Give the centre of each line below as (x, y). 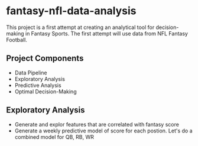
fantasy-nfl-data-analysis (71, 11)
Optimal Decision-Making (46, 91)
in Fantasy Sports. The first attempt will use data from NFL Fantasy (106, 33)
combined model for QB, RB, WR (54, 137)
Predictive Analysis (38, 85)
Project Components (45, 58)
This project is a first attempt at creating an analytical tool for (80, 27)
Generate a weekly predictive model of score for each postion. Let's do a (104, 131)
